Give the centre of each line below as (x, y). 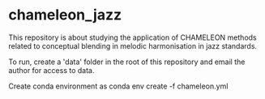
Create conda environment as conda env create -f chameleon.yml (118, 86)
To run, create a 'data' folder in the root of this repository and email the (127, 62)
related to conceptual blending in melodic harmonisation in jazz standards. (133, 45)
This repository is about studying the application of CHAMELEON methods (132, 37)
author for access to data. (51, 70)
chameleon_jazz (65, 15)
